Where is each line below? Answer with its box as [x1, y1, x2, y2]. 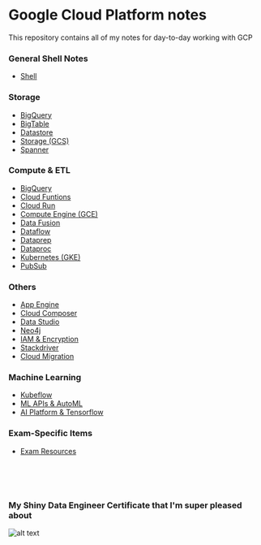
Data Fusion [19, 218, 61, 227]
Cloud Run [19, 201, 56, 210]
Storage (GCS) [19, 136, 70, 145]
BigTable [19, 119, 50, 128]
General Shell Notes [8, 53, 88, 64]
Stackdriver [19, 343, 59, 353]
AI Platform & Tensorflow [19, 408, 104, 417]
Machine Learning [8, 372, 82, 383]
